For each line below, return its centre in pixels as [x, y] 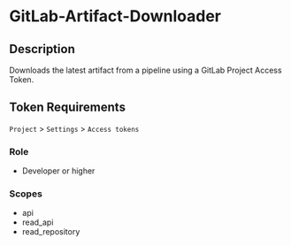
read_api [38, 222]
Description [42, 49]
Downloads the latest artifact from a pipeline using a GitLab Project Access [145, 70]
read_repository [51, 232]
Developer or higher [58, 171]
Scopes [26, 194]
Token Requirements [68, 108]
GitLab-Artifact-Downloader [115, 16]
